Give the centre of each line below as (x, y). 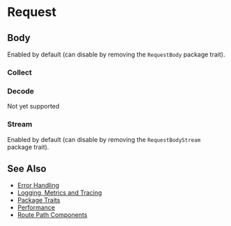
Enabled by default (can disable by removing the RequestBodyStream (104, 139)
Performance (36, 208)
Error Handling (38, 186)
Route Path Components (52, 215)
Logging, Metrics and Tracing (59, 193)
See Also (27, 169)
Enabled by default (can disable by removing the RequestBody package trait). (116, 54)
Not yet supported (33, 106)
